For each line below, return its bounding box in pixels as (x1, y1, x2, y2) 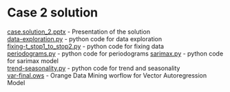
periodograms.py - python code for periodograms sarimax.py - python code (7, 49, 224, 58)
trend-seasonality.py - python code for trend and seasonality (7, 64, 180, 72)
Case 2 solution (7, 5, 98, 21)
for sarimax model (7, 56, 59, 65)
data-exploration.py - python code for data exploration (7, 34, 163, 43)
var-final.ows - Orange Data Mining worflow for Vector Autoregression (7, 71, 207, 80)
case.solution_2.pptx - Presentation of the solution (7, 27, 150, 36)
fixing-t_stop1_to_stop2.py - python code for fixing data (7, 42, 164, 50)
